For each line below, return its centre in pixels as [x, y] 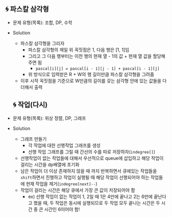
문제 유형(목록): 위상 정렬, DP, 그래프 [49, 118]
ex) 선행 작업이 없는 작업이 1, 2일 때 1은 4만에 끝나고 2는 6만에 [90, 197]
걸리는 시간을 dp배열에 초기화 [50, 164]
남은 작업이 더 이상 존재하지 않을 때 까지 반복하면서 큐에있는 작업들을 [89, 171]
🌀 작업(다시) [30, 105]
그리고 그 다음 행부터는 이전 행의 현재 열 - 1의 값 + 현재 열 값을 [90, 56]
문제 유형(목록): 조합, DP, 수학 [42, 23]
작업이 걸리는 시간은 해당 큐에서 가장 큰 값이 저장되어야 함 [78, 190]
